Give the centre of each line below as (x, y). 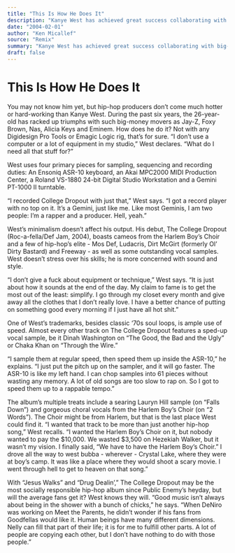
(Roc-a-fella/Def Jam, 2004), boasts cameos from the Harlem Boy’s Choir (114, 236)
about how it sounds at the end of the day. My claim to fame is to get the (112, 287)
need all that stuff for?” (40, 151)
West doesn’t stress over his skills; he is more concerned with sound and (113, 259)
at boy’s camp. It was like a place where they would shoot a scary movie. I (114, 461)
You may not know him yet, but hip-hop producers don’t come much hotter (115, 106)
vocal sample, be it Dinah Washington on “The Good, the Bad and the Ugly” (116, 338)
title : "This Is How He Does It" (56, 14)
